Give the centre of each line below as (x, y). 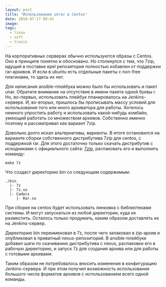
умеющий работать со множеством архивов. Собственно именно (75, 118)
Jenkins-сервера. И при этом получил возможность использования (77, 268)
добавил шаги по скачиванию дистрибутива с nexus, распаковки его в (80, 243)
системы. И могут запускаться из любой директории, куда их (71, 212)
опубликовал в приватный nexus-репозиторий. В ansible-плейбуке (76, 238)
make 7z (13, 163)
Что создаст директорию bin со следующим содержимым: (68, 172)
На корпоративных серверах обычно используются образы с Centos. (79, 56)
